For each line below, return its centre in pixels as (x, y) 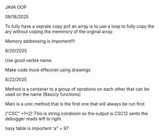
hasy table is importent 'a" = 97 (37, 128)
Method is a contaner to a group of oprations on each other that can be (77, 89)
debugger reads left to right (33, 119)
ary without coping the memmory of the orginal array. (59, 31)
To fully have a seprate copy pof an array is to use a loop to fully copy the (80, 26)
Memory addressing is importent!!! (40, 41)
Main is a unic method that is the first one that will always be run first (75, 104)
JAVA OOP (16, 7)
